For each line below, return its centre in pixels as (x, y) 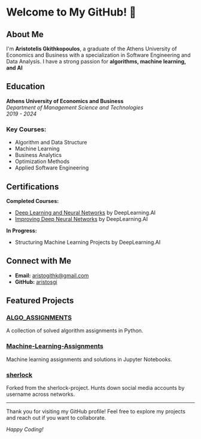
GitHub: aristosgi (36, 281)
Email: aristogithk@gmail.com (52, 275)
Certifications (33, 187)
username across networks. (41, 394)
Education (26, 87)
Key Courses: (26, 129)
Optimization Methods (42, 162)
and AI (14, 68)
